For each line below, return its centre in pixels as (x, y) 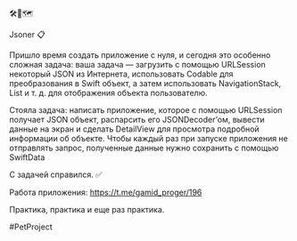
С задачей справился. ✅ (56, 174)
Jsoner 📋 (28, 34)
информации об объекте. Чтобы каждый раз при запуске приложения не (148, 138)
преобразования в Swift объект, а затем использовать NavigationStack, (145, 83)
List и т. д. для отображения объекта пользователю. (108, 93)
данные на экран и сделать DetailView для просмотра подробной (135, 129)
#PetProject (31, 227)
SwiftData (27, 157)
